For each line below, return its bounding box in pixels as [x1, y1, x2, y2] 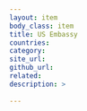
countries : [9, 38, 50, 47]
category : [9, 47, 47, 55]
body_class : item [9, 21, 74, 30]
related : [9, 72, 42, 81]
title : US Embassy [9, 30, 78, 38]
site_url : [9, 55, 47, 64]
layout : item [9, 13, 58, 22]
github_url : [9, 64, 54, 73]
